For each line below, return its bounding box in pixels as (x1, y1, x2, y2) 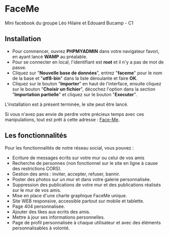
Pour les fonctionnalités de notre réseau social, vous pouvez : (5, 144, 134, 151)
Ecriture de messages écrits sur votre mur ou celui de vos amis (12, 155, 145, 161)
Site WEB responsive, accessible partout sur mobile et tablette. (12, 198, 145, 204)
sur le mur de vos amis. (12, 187, 62, 193)
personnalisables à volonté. (12, 225, 70, 231)
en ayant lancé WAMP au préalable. (12, 53, 88, 60)
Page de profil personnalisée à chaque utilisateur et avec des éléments (12, 219, 161, 225)
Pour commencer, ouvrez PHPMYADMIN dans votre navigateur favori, (12, 48, 160, 54)
